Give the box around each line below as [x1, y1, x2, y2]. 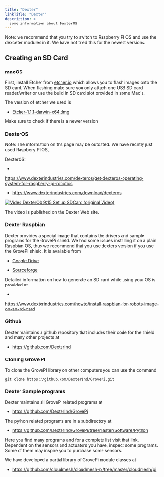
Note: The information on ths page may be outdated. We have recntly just [5, 142, 153, 147]
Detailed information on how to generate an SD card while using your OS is [5, 276, 156, 282]
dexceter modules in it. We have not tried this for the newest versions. [5, 40, 145, 46]
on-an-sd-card [5, 306, 35, 311]
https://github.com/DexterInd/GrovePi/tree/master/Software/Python [12, 428, 149, 433]
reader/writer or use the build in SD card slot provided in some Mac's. [5, 90, 145, 95]
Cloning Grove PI [5, 356, 46, 363]
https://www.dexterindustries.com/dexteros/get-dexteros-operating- [5, 175, 144, 181]
